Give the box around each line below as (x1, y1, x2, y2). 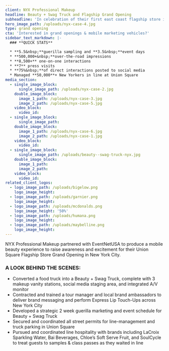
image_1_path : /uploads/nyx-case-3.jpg (18, 96, 102, 101)
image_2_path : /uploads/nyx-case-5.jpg (18, 101, 102, 106)
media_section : (5, 78, 37, 83)
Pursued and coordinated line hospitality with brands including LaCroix (12, 329, 159, 335)
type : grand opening (5, 26, 49, 31)
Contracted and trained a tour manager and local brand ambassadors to (12, 292, 162, 298)
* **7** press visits (10, 63, 55, 68)
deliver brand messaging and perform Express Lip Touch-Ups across (12, 297, 156, 303)
